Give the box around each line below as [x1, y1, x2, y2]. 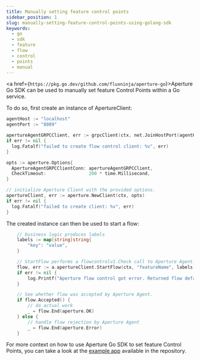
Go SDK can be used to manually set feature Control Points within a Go [6, 87, 180, 94]
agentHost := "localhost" [6, 116, 70, 122]
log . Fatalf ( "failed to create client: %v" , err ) [11, 204, 135, 209]
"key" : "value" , [27, 242, 68, 249]
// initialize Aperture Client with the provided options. [6, 187, 156, 193]
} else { [17, 314, 39, 320]
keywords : [6, 25, 31, 32]
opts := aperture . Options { [6, 159, 73, 165]
